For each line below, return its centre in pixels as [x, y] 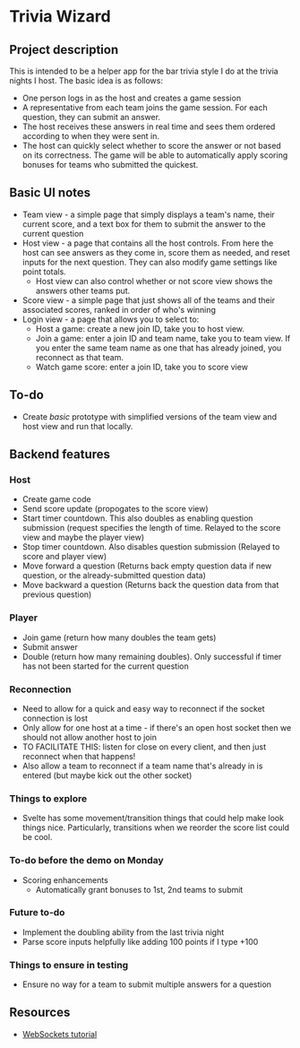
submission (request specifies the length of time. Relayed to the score [151, 528]
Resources [40, 1013]
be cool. [37, 837]
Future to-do [37, 913]
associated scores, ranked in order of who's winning [119, 309]
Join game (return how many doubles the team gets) [119, 637]
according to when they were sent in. [90, 136]
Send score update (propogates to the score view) [115, 509]
